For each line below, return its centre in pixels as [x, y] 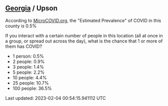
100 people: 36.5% [32, 88]
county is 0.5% [21, 26]
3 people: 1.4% [28, 67]
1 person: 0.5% [28, 56]
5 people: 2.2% [29, 72]
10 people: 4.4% [30, 77]
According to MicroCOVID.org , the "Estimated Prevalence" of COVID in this [83, 20]
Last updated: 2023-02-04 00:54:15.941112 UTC [56, 98]
